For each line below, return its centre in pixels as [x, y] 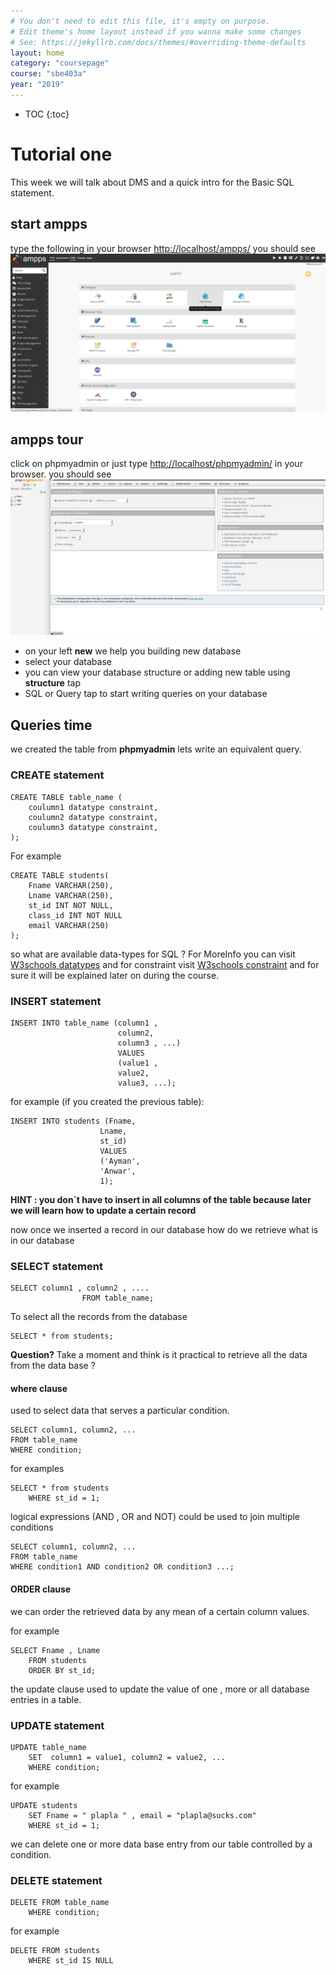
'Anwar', [118, 1171]
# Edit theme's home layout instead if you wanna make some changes [156, 31]
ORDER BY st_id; [62, 1670]
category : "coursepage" [60, 63]
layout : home [37, 53]
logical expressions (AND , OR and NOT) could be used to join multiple [155, 1517]
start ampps [49, 224]
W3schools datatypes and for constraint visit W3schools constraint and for [165, 964]
